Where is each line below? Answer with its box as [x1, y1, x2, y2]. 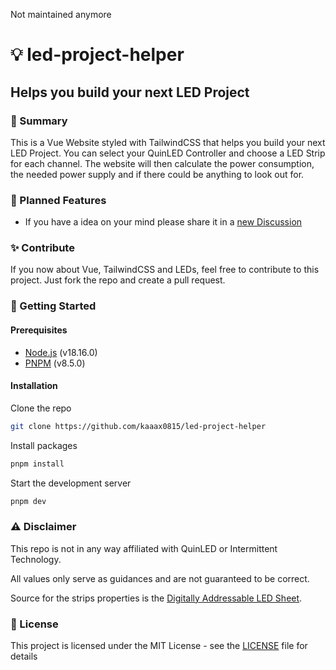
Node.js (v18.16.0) [24, 346, 98, 358]
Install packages [10, 439, 78, 451]
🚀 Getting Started [10, 299, 97, 313]
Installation [10, 380, 58, 392]
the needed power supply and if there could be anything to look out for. [10, 168, 305, 180]
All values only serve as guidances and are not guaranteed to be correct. [10, 572, 310, 584]
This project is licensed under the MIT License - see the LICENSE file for [10, 640, 308, 652]
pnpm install [10, 459, 65, 469]
